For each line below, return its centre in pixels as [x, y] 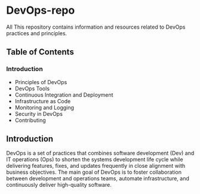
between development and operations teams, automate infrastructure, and [98, 178]
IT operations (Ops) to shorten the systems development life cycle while [95, 159]
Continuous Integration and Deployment [64, 95]
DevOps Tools [32, 88]
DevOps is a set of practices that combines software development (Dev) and [100, 153]
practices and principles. [37, 33]
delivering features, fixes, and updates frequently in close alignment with [96, 166]
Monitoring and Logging [44, 107]
